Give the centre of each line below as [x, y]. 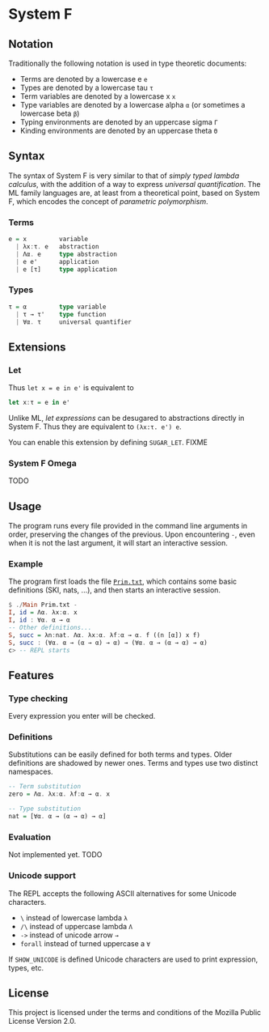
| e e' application [57, 261]
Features [31, 675]
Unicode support [42, 876]
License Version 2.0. [42, 1021]
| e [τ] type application [66, 269]
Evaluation [29, 837]
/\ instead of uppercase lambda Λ [76, 926]
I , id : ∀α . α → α [39, 620]
